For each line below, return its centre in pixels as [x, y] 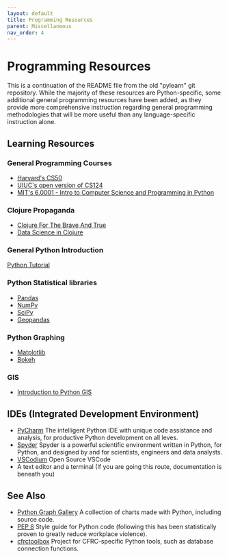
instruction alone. [31, 122]
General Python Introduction [55, 250]
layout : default [30, 13]
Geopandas [33, 319]
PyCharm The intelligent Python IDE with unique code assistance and [114, 430]
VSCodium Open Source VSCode [64, 459]
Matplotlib [31, 352]
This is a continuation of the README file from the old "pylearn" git [102, 86]
